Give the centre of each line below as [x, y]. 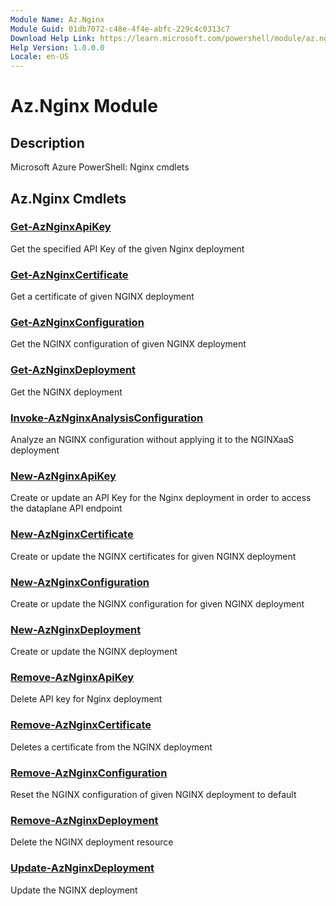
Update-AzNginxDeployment [82, 868]
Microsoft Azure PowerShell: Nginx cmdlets [100, 167]
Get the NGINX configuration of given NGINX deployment [128, 344]
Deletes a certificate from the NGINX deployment [111, 747]
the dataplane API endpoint [66, 508]
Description [47, 142]
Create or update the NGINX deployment [94, 652]
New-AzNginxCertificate [72, 534]
